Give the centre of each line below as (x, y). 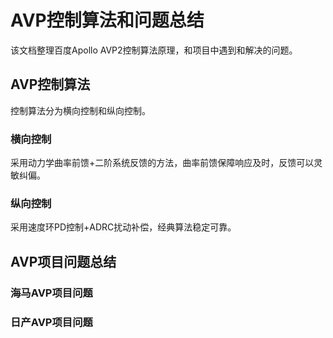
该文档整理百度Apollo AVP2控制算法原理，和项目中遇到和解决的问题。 (154, 50)
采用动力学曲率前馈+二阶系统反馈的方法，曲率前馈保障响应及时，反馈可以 (162, 163)
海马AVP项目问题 (51, 293)
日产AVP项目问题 (51, 322)
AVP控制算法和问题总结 (107, 20)
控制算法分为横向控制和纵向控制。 (80, 110)
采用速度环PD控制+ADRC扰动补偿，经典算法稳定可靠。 (123, 227)
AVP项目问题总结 (63, 261)
